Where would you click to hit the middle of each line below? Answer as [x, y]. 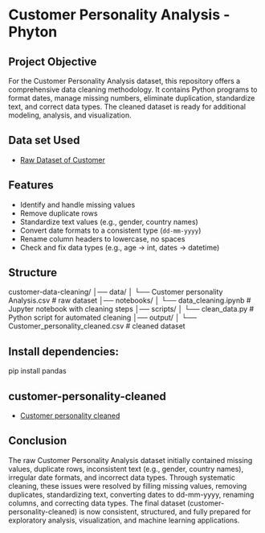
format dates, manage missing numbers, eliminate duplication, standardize [132, 98]
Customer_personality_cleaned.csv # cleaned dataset [97, 326]
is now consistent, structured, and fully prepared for [165, 511]
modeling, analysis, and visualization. [70, 115]
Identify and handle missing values [77, 205]
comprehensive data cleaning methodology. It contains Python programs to [133, 89]
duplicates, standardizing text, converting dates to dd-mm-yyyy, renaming [131, 494]
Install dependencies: [63, 351]
